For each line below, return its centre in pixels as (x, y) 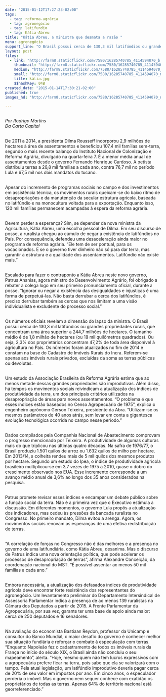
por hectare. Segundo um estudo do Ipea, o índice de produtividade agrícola (83, 461)
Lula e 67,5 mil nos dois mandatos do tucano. (51, 173)
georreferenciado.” (24, 689)
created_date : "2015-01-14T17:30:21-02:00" (51, 88)
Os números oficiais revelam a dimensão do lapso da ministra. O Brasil (77, 321)
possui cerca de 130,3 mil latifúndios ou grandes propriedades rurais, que (80, 327)
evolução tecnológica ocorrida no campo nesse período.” (63, 420)
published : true (22, 93)
